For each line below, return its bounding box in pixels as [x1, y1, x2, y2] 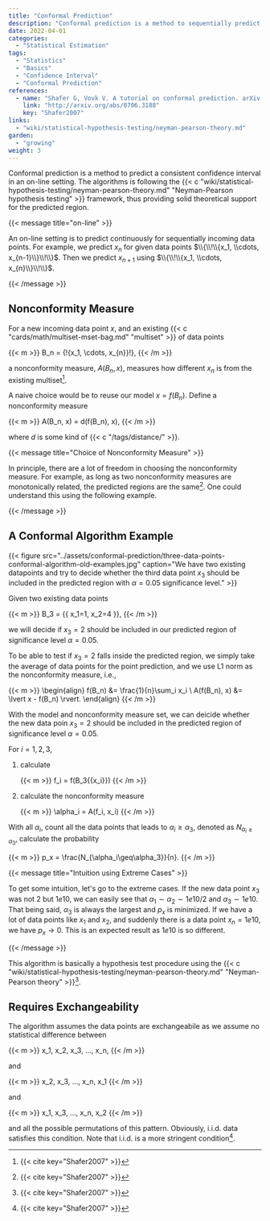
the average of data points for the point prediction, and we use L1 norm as [8, 661, 253, 671]
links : [8, 117, 31, 125]
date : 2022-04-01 [8, 27, 67, 35]
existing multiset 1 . [8, 373, 67, 384]
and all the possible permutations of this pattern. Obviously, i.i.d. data [8, 1124, 239, 1133]
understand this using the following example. [8, 490, 157, 499]
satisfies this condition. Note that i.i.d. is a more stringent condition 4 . [8, 1132, 235, 1143]
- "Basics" [15, 64, 52, 72]
